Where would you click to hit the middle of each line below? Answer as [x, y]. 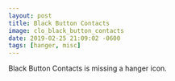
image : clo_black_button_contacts [67, 30]
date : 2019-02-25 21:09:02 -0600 [65, 38]
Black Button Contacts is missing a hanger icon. [87, 68]
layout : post [30, 16]
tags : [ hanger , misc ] [45, 46]
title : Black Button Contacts [59, 23]
